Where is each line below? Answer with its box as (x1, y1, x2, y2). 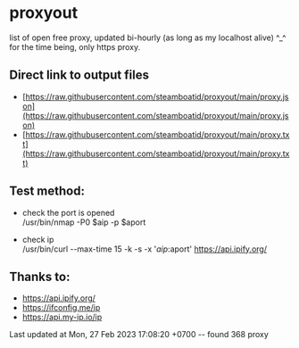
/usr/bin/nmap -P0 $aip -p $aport (21, 217, 146, 228)
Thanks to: (9, 269, 71, 284)
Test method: (9, 184, 85, 199)
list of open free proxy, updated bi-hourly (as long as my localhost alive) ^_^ (9, 32, 287, 43)
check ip (21, 234, 54, 244)
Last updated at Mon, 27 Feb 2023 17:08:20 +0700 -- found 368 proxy (9, 329, 270, 340)
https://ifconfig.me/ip (21, 302, 101, 313)
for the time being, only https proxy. (9, 41, 141, 52)
